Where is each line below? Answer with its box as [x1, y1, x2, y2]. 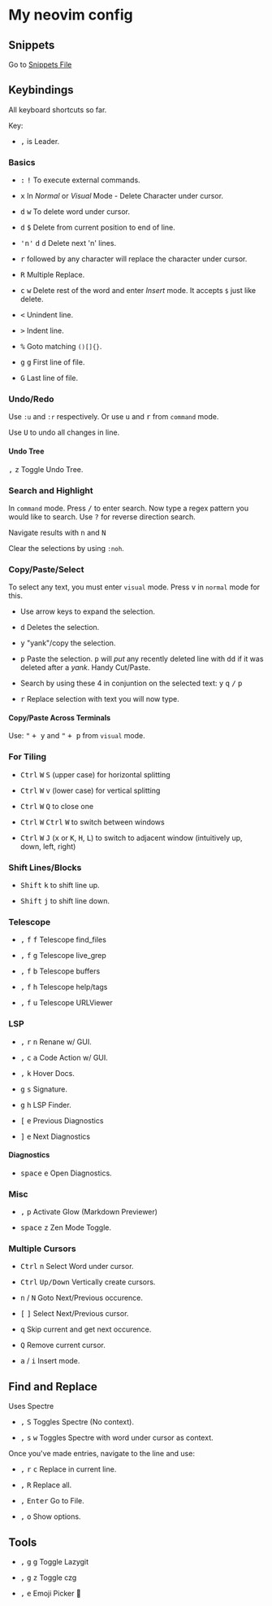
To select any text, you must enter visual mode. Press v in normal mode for [8, 582, 261, 592]
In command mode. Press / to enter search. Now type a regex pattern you [8, 503, 249, 513]
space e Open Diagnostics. [19, 1168, 112, 1178]
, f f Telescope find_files [19, 934, 107, 945]
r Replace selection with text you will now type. [19, 694, 180, 704]
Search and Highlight [8, 484, 93, 496]
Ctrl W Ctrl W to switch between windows [19, 816, 165, 827]
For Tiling [8, 751, 47, 763]
